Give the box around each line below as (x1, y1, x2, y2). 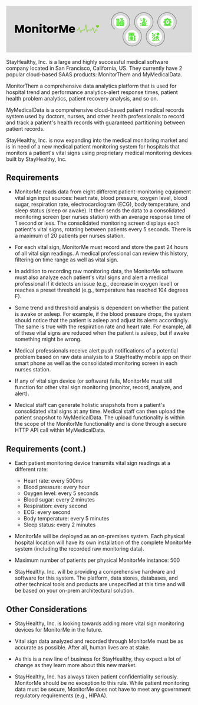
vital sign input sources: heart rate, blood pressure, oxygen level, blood (14, 195, 187, 202)
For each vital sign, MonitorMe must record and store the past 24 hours (14, 244, 189, 251)
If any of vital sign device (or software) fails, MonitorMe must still (14, 377, 173, 384)
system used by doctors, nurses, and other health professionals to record (6, 112, 184, 119)
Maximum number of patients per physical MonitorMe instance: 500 (14, 557, 180, 564)
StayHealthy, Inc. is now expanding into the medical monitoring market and (6, 137, 189, 144)
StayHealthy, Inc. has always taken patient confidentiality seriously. (14, 673, 179, 680)
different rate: (14, 466, 48, 473)
